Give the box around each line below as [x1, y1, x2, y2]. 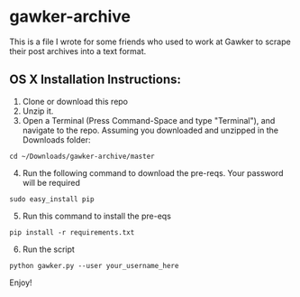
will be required [22, 177, 81, 188]
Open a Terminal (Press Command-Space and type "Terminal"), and [22, 115, 276, 125]
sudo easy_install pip [9, 194, 95, 204]
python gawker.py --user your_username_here [9, 261, 179, 270]
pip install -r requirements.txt [9, 227, 135, 237]
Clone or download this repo [22, 96, 129, 107]
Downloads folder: [22, 134, 92, 145]
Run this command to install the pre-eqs [22, 210, 171, 221]
